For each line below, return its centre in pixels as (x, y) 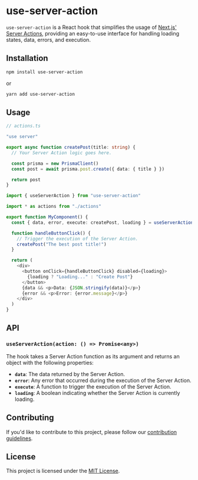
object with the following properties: (50, 363)
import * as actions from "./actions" (54, 207)
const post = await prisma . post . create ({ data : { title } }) (88, 169)
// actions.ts (24, 126)
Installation (27, 58)
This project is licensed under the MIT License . (63, 471)
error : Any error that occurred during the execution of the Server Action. (103, 380)
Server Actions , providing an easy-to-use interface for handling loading (93, 33)
